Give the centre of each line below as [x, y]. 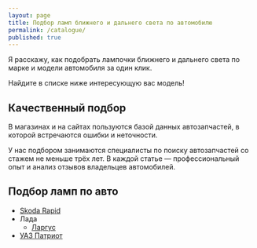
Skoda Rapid [40, 210]
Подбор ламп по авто [63, 192]
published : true [35, 37]
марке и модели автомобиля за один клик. [80, 68]
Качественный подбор [67, 108]
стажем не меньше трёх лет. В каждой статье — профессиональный [124, 159]
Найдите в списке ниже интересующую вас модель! [96, 83]
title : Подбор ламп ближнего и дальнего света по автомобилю [110, 23]
